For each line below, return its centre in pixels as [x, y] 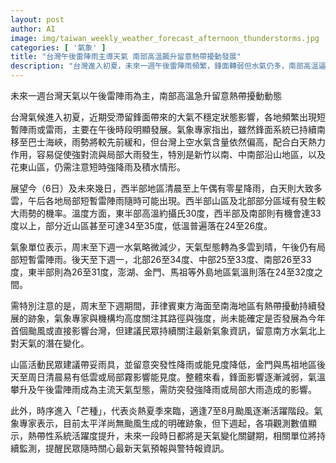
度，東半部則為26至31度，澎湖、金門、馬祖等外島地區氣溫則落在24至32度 [162, 272]
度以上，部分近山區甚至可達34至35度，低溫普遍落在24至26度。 [141, 225]
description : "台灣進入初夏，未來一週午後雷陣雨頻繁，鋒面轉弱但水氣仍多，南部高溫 [164, 66]
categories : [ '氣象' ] [58, 47]
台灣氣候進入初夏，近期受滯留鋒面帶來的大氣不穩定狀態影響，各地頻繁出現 [163, 117]
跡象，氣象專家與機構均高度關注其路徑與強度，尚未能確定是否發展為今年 [176, 318]
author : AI [33, 29]
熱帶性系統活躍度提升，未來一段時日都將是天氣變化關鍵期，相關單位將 [172, 435]
